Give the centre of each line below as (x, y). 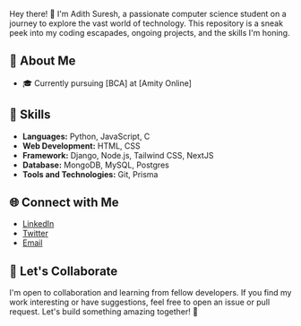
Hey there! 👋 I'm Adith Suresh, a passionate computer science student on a (148, 14)
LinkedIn (38, 224)
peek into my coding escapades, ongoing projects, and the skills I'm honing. (150, 33)
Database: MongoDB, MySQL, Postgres (96, 165)
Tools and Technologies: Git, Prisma (90, 174)
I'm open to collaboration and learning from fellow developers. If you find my (150, 293)
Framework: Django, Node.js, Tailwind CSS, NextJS (118, 155)
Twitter (35, 234)
